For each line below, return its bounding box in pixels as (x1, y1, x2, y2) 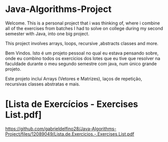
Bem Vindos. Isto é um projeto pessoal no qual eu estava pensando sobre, (5, 50, 159, 56)
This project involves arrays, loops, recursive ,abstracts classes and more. (5, 40, 159, 46)
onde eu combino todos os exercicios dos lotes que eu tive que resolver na (5, 55, 160, 61)
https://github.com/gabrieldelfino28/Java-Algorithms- (5, 125, 117, 131)
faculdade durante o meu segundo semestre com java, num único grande (5, 60, 157, 66)
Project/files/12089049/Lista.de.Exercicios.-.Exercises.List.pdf (5, 131, 134, 137)
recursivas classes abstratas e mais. (5, 81, 80, 87)
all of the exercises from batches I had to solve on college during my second (5, 25, 163, 31)
